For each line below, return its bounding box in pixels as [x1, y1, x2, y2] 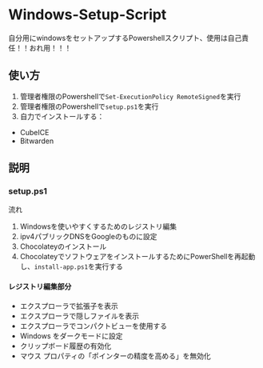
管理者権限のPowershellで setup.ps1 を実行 [19, 102, 159, 111]
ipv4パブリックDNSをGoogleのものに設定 [19, 232, 157, 242]
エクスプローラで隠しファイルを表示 [19, 310, 140, 321]
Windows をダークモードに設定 [19, 330, 123, 341]
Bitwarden [19, 136, 54, 146]
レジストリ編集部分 [8, 282, 72, 291]
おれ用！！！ [29, 42, 72, 53]
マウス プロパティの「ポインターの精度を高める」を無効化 [19, 350, 211, 361]
